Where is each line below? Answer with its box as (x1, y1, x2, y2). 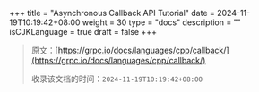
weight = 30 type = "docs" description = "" (82, 17, 242, 28)
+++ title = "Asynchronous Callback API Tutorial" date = (9, 8, 215, 18)
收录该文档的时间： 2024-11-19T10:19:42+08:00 (30, 73, 203, 84)
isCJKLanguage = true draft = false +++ (9, 27, 157, 37)
